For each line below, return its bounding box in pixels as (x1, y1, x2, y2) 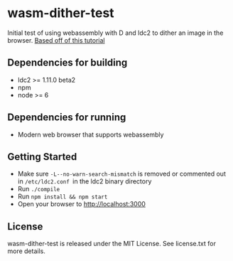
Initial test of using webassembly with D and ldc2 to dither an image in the (7, 28, 224, 37)
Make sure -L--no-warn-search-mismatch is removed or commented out (17, 169, 226, 179)
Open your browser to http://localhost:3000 (17, 200, 146, 208)
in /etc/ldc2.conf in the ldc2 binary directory (17, 177, 152, 186)
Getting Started (7, 151, 77, 163)
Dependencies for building (7, 57, 128, 69)
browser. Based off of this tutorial (7, 36, 105, 44)
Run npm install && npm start (17, 192, 108, 201)
